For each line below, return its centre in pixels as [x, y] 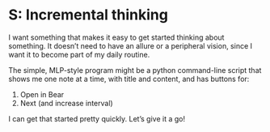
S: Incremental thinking [88, 15]
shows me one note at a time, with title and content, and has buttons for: [129, 79]
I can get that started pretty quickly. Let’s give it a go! [97, 118]
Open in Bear [42, 94]
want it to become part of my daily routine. [79, 54]
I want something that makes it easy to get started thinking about [116, 37]
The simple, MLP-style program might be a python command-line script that [135, 70]
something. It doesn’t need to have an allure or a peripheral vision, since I [131, 45]
